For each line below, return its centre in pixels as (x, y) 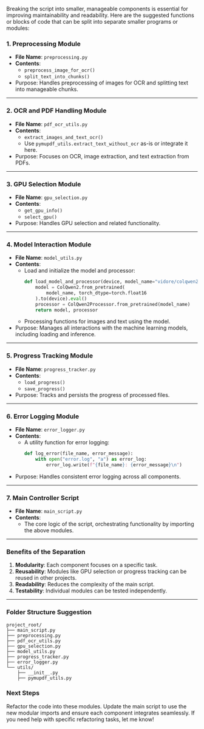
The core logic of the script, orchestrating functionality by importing (109, 524)
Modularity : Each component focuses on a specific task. (86, 565)
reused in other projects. (46, 578)
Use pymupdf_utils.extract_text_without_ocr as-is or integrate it (106, 143)
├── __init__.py (38, 673)
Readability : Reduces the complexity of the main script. (85, 585)
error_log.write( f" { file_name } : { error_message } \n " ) (114, 465)
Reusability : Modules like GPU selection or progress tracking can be (101, 571)
